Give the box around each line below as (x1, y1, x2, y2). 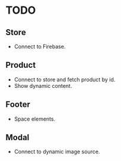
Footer (5, 99, 31, 110)
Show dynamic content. (14, 82, 72, 89)
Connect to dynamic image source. (14, 148, 100, 155)
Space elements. (14, 115, 56, 122)
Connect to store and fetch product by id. (14, 75, 116, 83)
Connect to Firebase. (14, 43, 66, 50)
